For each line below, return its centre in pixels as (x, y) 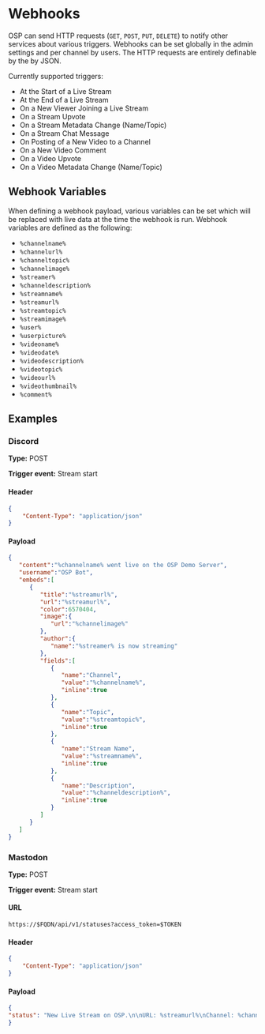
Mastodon (28, 857)
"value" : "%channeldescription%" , (116, 793)
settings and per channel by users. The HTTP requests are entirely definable (132, 52)
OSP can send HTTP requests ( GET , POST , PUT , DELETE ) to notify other (118, 36)
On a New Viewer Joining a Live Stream (84, 108)
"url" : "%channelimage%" (89, 624)
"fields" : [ (58, 660)
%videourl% (37, 378)
